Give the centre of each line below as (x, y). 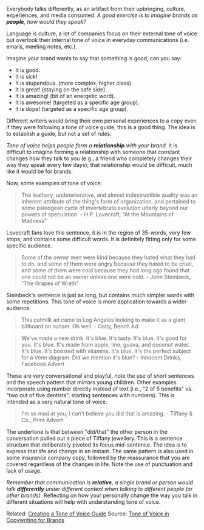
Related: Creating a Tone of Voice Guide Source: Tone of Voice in (88, 514)
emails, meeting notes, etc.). (42, 46)
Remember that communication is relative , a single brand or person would (100, 482)
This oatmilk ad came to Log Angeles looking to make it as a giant (103, 320)
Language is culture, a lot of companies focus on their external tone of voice (102, 34)
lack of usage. (24, 471)
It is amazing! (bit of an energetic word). (65, 96)
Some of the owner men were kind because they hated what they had (108, 257)
